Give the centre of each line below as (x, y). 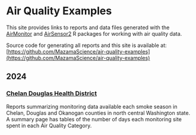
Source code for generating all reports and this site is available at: (87, 45)
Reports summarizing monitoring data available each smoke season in (92, 106)
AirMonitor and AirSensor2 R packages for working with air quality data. (94, 33)
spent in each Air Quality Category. (49, 125)
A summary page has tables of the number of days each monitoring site (94, 119)
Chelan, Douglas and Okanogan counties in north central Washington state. (98, 113)
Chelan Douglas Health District (51, 93)
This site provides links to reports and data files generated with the (88, 27)
